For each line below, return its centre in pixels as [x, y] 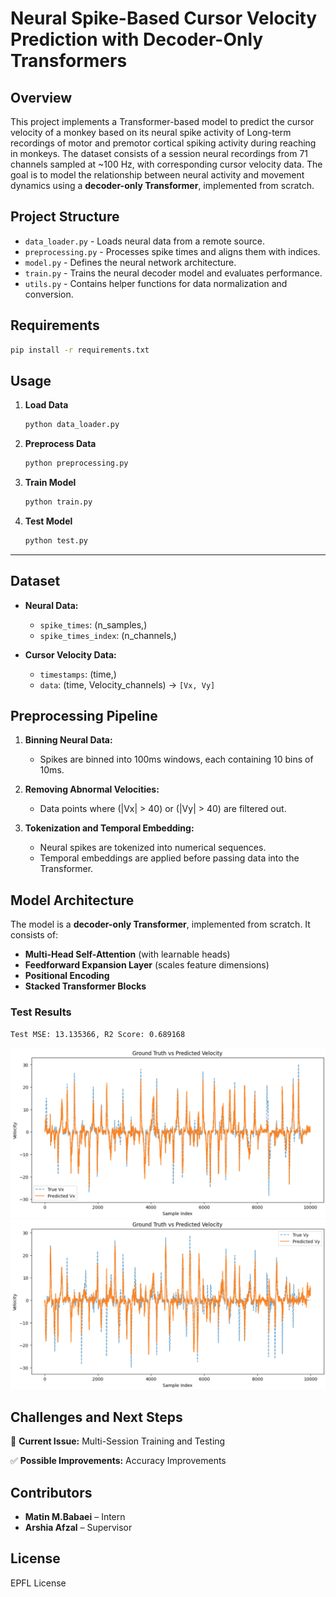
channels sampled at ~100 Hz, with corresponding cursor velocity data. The [166, 164]
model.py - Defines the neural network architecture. [130, 262]
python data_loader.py [72, 425]
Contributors [51, 1492]
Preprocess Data [60, 444]
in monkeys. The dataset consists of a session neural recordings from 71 [159, 153]
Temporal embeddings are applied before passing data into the [169, 858]
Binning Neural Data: [68, 740]
